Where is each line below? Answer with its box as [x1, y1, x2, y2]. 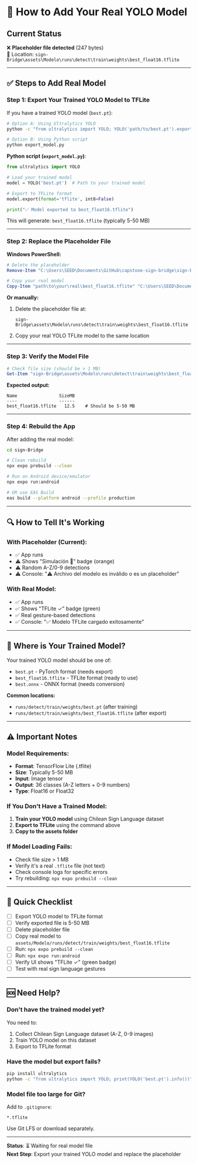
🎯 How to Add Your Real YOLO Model [6, 5, 188, 19]
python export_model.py [6, 142, 65, 148]
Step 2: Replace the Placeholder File [6, 237, 112, 246]
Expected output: [6, 382, 50, 389]
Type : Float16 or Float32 [15, 788, 75, 795]
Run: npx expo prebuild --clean [15, 945, 94, 952]
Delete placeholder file [15, 926, 70, 933]
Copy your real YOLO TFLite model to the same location [15, 332, 150, 339]
